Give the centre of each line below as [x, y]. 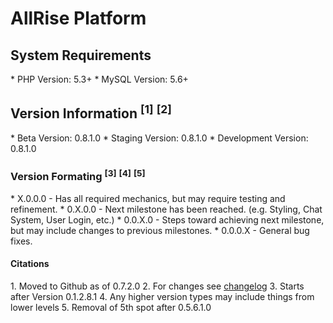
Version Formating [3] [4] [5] [78, 175]
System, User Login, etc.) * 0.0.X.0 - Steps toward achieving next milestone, [167, 219]
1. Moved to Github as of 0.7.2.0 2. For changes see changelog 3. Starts [157, 286]
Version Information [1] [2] [91, 112]
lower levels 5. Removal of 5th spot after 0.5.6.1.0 [111, 307]
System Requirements [81, 55]
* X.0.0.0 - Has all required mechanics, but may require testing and [148, 198]
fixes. [21, 241]
